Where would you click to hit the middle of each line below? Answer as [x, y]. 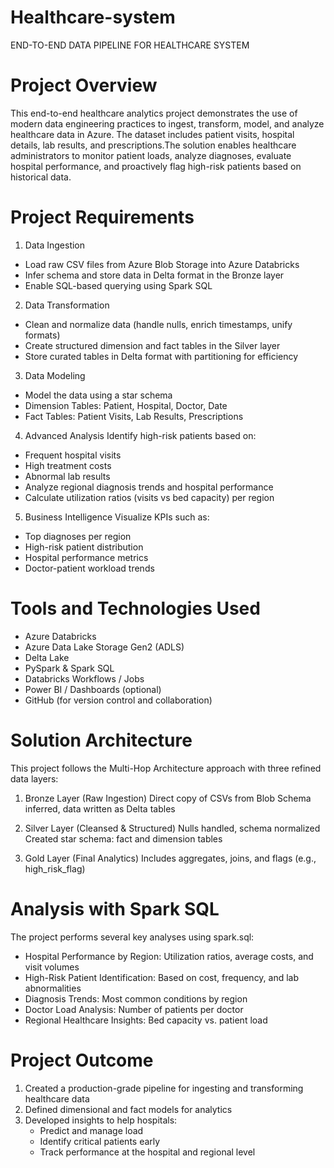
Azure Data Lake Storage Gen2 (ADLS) [104, 647]
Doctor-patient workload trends [89, 568]
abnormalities [53, 988]
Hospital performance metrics [86, 557]
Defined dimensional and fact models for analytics [128, 1109]
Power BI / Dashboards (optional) [93, 689]
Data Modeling [55, 375]
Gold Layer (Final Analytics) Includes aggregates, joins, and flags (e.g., [170, 858]
